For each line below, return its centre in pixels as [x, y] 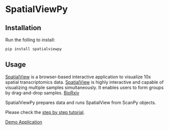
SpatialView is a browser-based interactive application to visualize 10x [78, 77]
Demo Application [24, 122]
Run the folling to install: [30, 40]
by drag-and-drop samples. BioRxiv [42, 93]
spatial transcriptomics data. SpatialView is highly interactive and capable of [84, 82]
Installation [23, 28]
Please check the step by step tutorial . [45, 112]
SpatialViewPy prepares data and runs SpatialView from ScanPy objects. [81, 102]
